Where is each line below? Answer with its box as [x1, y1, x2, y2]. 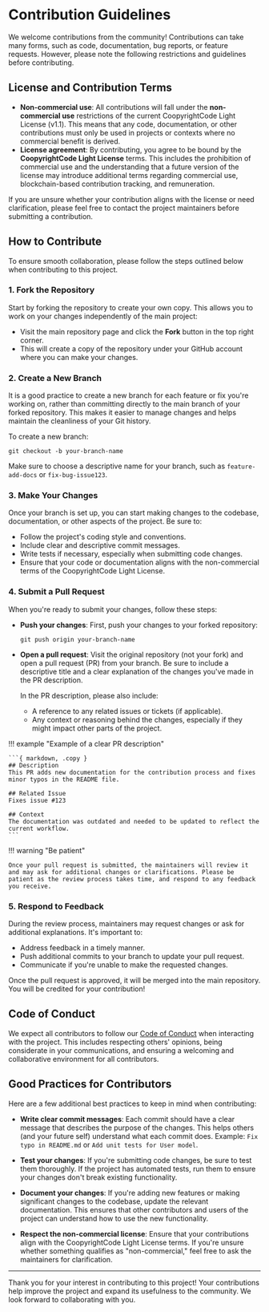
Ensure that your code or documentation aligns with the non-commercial [19, 557, 260, 567]
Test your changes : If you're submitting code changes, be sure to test [19, 1155, 252, 1164]
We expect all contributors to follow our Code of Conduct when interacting [8, 1028, 255, 1038]
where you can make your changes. [19, 352, 139, 362]
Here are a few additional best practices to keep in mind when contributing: [8, 1099, 257, 1108]
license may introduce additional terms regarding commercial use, [19, 170, 239, 180]
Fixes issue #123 [8, 796, 66, 804]
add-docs [8, 472, 38, 480]
